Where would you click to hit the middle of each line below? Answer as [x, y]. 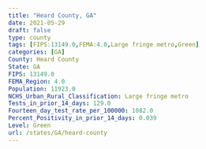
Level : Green [30, 125]
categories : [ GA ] [37, 52]
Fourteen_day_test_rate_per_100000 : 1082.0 [81, 111]
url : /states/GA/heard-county [58, 132]
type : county [30, 37]
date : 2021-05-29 [37, 23]
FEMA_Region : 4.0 [37, 81]
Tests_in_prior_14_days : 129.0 [60, 103]
